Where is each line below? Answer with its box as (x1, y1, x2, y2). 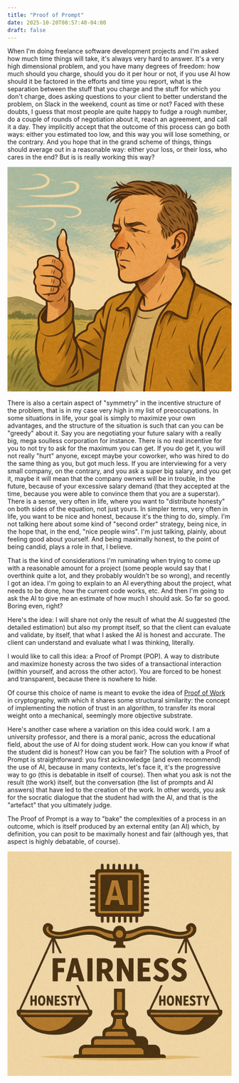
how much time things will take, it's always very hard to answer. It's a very (7, 54, 225, 63)
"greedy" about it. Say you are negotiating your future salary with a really (7, 429, 222, 437)
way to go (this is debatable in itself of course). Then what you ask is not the (7, 770, 232, 779)
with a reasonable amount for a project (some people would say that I (7, 564, 211, 573)
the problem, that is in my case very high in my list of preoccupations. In (7, 406, 219, 415)
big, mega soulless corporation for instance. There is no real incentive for (7, 437, 223, 445)
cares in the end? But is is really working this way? (7, 153, 155, 162)
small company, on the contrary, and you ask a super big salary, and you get (7, 467, 231, 475)
